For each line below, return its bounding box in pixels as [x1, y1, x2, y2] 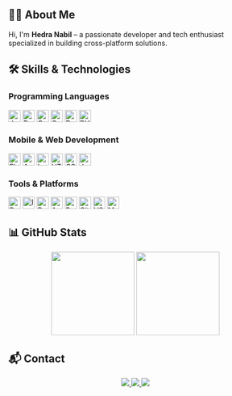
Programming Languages [8, 91, 110, 102]
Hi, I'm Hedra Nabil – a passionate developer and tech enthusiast [8, 29, 224, 39]
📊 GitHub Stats [8, 225, 87, 239]
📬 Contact [8, 352, 65, 366]
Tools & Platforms [8, 178, 79, 189]
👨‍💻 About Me [8, 8, 76, 22]
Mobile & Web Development [8, 134, 119, 145]
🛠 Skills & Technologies [8, 62, 131, 77]
